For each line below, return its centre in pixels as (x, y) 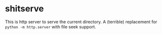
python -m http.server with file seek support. (51, 26)
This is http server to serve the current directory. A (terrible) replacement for (81, 22)
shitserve (24, 9)
